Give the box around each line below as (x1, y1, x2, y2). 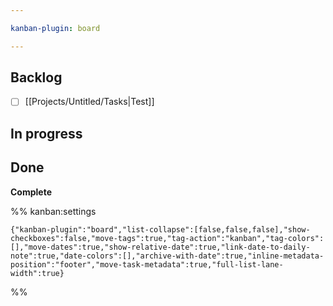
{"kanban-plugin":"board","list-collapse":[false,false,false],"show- (10, 224, 311, 235)
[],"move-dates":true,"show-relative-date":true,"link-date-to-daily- (10, 242, 311, 252)
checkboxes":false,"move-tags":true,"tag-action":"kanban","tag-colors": (10, 233, 325, 243)
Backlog (10, 69, 63, 86)
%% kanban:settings (10, 205, 97, 217)
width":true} (10, 268, 65, 278)
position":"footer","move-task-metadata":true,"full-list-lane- (10, 259, 284, 270)
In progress (10, 125, 83, 142)
